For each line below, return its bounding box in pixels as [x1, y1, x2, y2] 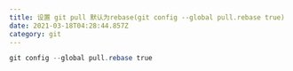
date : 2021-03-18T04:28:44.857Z [9, 21, 129, 30]
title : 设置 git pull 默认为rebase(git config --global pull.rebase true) [9, 12, 286, 22]
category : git [9, 29, 62, 38]
